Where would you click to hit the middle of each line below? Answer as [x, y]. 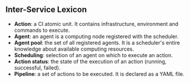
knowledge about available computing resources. [74, 49]
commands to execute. [42, 30]
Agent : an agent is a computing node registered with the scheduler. [96, 36]
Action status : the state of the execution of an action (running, [90, 61]
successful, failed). [37, 68]
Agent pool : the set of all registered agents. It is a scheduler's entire [97, 42]
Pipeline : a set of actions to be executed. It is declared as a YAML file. [99, 74]
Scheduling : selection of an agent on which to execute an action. [94, 55]
